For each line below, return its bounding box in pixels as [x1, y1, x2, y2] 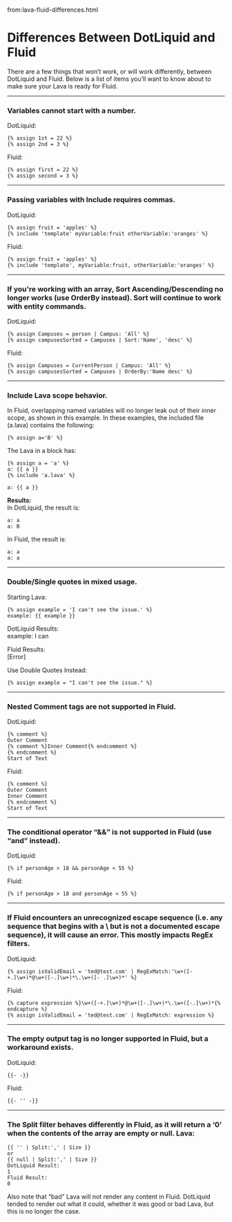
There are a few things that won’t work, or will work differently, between [7, 68, 212, 76]
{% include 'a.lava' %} [7, 472, 76, 479]
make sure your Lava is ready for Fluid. [7, 82, 118, 91]
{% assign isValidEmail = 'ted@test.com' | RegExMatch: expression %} [7, 1012, 215, 1019]
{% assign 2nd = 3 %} [7, 141, 70, 148]
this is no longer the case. [7, 1207, 81, 1216]
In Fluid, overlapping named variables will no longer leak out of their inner [7, 407, 216, 415]
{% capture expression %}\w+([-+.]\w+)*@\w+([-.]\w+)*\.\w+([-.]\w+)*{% [7, 999, 221, 1006]
